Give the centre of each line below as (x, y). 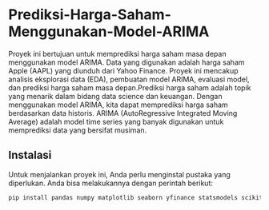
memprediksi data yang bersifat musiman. (78, 130)
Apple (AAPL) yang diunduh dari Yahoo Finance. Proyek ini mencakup (123, 70)
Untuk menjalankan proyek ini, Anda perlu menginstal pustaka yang (119, 174)
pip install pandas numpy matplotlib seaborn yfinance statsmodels (123, 197)
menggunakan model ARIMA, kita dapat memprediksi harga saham (118, 105)
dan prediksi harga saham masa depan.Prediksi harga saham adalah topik (130, 87)
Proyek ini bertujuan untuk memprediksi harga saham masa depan (117, 53)
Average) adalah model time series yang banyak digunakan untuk (116, 121)
